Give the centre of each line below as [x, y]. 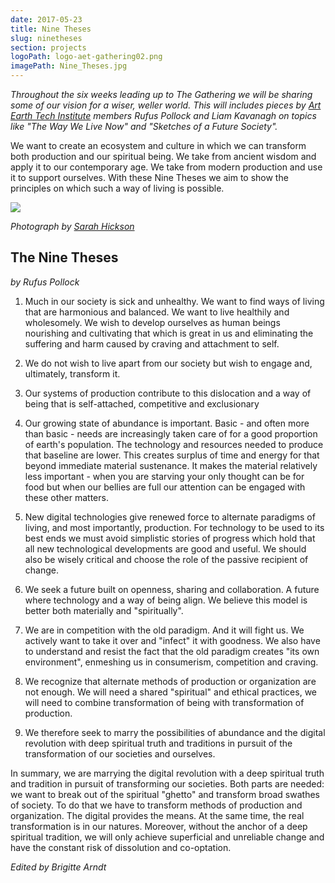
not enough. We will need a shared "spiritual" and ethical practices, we [170, 692]
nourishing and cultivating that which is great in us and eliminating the [169, 333]
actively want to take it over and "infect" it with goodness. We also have [172, 640]
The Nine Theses [64, 257]
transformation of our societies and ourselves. [120, 753]
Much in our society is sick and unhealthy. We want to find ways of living [174, 301]
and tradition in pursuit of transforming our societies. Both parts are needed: [167, 783]
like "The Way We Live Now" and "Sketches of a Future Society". [144, 126]
